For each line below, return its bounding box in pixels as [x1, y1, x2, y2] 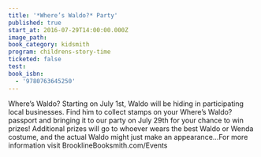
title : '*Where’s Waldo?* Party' [8, 11, 118, 20]
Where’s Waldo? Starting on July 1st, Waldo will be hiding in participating [8, 99, 244, 108]
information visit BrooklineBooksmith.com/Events [8, 141, 168, 150]
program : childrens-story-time [8, 48, 111, 56]
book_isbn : [8, 70, 44, 78]
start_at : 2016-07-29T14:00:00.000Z [8, 26, 129, 34]
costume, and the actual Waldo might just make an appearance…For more [8, 132, 248, 141]
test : [8, 63, 26, 71]
